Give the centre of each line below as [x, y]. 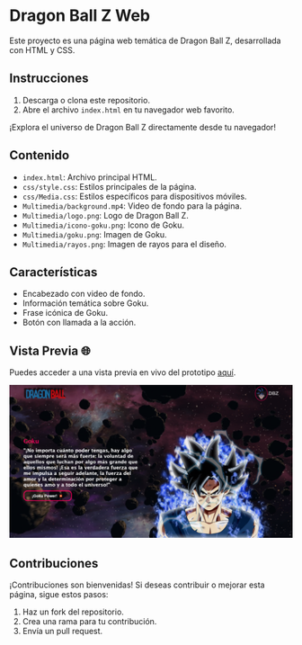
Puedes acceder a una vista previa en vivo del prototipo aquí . [123, 372]
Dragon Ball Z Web [80, 16]
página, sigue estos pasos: [59, 595]
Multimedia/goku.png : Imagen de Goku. [95, 234]
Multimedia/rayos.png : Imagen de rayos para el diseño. [124, 244]
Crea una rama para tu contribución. [89, 622]
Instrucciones [49, 79]
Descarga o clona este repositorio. [86, 100]
